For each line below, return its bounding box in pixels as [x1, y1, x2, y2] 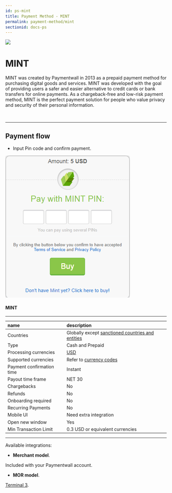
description [66, 322, 92, 328]
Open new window [7, 419, 47, 425]
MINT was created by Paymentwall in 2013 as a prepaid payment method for [5, 75, 167, 81]
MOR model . [12, 472, 40, 478]
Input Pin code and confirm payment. [12, 145, 91, 151]
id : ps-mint [5, 8, 31, 13]
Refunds [7, 390, 26, 397]
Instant [66, 366, 81, 372]
